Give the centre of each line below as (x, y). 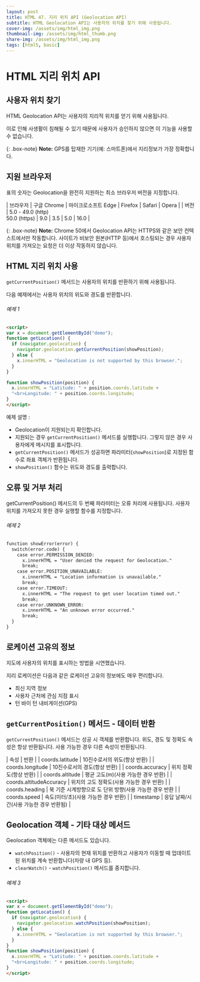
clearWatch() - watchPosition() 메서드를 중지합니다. (78, 868)
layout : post (22, 12)
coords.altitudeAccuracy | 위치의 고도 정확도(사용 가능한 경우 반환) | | (88, 782)
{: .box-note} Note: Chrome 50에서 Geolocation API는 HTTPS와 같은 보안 (95, 230)
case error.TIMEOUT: (42, 588)
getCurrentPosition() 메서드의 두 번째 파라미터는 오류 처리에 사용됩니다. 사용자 (98, 503)
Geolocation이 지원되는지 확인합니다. (59, 429)
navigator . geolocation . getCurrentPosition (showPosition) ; (90, 350)
